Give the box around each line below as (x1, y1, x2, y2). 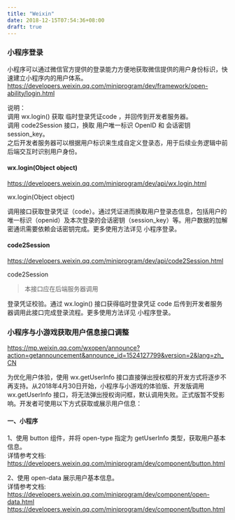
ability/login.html (7, 89, 55, 97)
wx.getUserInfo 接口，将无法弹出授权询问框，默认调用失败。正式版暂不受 (7, 391, 219, 399)
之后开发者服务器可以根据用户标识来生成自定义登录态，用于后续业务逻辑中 (7, 138, 222, 147)
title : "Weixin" (7, 10, 55, 17)
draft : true (7, 23, 42, 30)
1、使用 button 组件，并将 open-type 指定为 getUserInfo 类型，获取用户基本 (7, 433, 226, 442)
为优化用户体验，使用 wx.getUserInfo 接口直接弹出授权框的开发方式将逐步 (7, 373, 220, 381)
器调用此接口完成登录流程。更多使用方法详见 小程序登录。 (7, 309, 175, 317)
